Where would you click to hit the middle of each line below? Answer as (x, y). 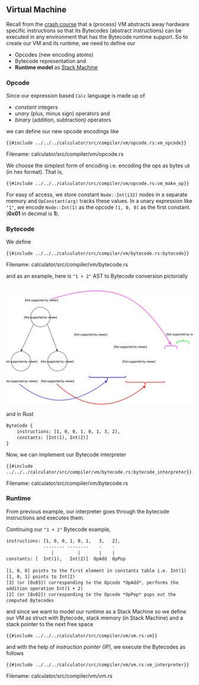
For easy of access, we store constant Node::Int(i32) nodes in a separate (97, 195)
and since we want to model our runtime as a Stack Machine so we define (96, 611)
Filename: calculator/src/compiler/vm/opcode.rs (65, 154)
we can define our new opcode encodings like (62, 132)
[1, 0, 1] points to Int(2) (41, 577)
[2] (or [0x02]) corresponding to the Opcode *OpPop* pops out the (91, 595)
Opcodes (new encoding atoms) (54, 54)
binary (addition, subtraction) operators (63, 120)
